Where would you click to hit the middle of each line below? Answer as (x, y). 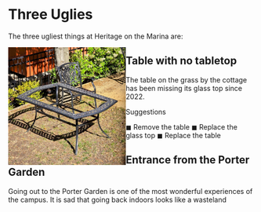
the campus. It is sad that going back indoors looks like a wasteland (118, 199)
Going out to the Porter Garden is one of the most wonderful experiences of (130, 191)
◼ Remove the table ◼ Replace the (181, 126)
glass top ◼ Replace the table (173, 135)
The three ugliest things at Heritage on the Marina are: (96, 36)
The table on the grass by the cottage (187, 79)
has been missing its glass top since (184, 88)
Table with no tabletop (181, 61)
